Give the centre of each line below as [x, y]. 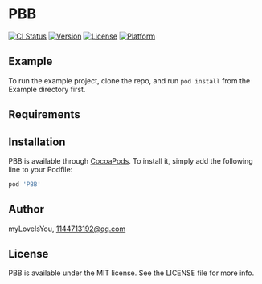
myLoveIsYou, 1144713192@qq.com [67, 229]
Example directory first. [47, 89]
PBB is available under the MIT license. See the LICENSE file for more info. [131, 273]
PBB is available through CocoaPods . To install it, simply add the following [131, 160]
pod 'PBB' [25, 184]
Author [26, 209]
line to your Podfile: [41, 169]
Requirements [44, 114]
